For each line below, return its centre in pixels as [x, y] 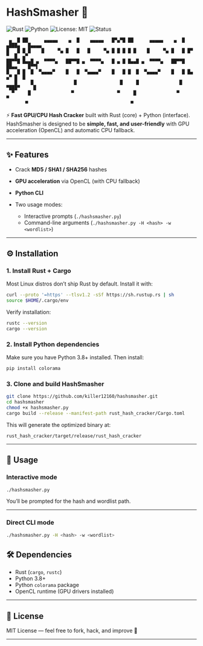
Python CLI [29, 193]
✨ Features [27, 155]
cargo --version [27, 329]
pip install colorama [34, 369]
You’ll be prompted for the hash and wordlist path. [69, 501]
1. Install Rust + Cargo [39, 271]
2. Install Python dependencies [53, 344]
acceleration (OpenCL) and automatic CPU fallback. [71, 130]
